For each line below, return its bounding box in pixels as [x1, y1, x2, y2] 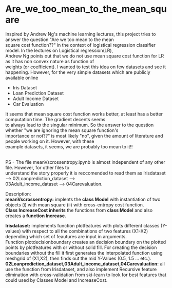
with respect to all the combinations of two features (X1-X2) [22, 228, 148, 234]
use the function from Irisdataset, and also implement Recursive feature [5, 266, 157, 272]
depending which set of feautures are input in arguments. [5, 233, 127, 239]
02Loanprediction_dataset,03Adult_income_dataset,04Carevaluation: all [5, 260, 165, 267]
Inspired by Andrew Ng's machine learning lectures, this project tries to [5, 31, 156, 37]
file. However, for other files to [5, 164, 70, 170]
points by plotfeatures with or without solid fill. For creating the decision [5, 244, 157, 251]
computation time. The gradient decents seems [5, 116, 106, 122]
